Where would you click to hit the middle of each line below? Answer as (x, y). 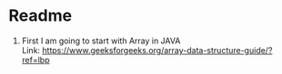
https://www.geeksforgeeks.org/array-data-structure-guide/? (157, 50)
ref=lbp (35, 60)
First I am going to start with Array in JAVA (101, 41)
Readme (40, 16)
